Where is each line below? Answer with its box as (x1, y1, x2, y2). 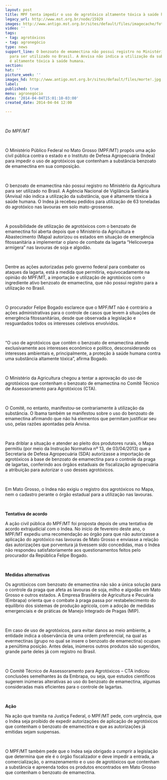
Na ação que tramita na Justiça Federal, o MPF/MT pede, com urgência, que (5, 713, 162, 719)
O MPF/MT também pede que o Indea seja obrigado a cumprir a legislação (5, 748, 158, 755)
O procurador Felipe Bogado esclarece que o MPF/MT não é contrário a (5, 304, 153, 310)
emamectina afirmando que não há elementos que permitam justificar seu (5, 416, 157, 422)
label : (5, 81, 19, 86)
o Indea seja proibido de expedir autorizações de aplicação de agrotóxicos (5, 718, 158, 725)
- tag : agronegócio (5, 40, 46, 45)
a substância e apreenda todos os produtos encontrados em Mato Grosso (5, 764, 157, 770)
